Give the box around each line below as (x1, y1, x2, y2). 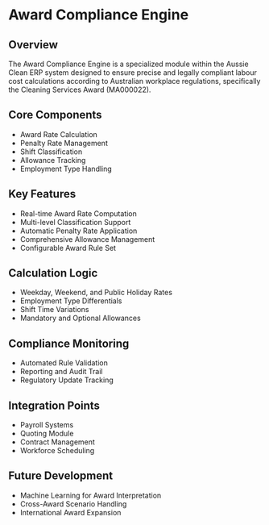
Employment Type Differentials (19, 296, 122, 306)
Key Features (8, 187, 77, 201)
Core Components (8, 108, 102, 122)
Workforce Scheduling (19, 446, 95, 456)
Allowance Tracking (19, 155, 86, 165)
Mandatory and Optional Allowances (19, 313, 141, 323)
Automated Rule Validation (19, 358, 109, 368)
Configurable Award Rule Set (19, 243, 117, 252)
